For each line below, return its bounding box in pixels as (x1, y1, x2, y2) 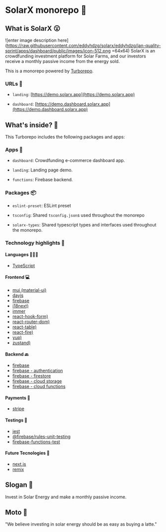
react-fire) (12, 329, 34, 335)
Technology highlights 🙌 (5, 239, 65, 246)
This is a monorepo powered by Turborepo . (5, 68, 94, 74)
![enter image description (5, 37, 57, 43)
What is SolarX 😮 (5, 24, 60, 33)
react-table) (12, 324, 37, 330)
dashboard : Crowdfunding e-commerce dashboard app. (12, 158, 125, 163)
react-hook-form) (12, 314, 49, 319)
